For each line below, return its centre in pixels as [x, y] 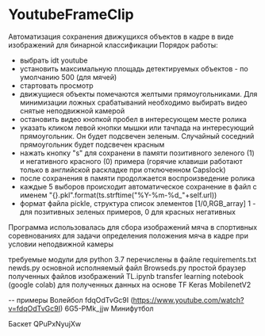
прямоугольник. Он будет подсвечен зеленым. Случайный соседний [137, 136]
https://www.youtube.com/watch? [188, 300]
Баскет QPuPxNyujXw [45, 323]
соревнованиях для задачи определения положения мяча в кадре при [128, 235]
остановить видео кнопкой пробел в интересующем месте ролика [133, 119]
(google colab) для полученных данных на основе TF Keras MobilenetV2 [130, 284]
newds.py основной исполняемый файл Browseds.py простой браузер [127, 268]
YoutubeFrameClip [71, 15]
